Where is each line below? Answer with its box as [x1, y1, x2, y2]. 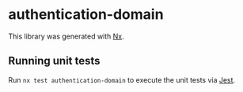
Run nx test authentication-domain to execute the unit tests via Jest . [8, 75, 236, 84]
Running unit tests [8, 54, 101, 68]
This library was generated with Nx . [8, 31, 124, 41]
